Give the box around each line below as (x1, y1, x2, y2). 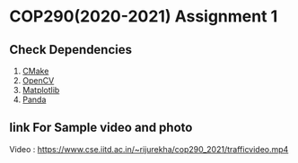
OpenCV (22, 75, 55, 86)
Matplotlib (22, 85, 60, 95)
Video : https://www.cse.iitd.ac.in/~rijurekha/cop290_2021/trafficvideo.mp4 (9, 143, 289, 154)
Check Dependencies (9, 42, 133, 57)
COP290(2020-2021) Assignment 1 (9, 6, 278, 27)
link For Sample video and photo (9, 120, 193, 135)
